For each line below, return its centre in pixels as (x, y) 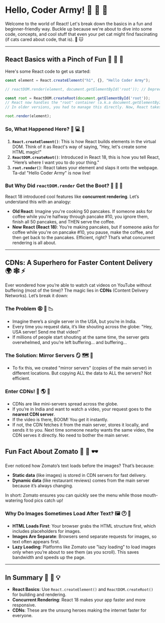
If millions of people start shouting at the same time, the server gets (81, 337)
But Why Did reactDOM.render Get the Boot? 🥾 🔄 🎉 (64, 186)
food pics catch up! (43, 500)
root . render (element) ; (28, 116)
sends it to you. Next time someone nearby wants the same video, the (83, 430)
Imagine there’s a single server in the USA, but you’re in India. (74, 321)
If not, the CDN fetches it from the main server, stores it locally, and (80, 425)
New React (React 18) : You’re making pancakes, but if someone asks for (86, 227)
